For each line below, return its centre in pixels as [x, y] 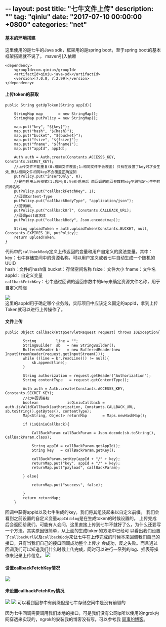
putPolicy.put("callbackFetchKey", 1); [55, 191]
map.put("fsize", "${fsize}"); [46, 140]
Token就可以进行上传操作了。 [35, 309]
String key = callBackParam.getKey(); [74, 450]
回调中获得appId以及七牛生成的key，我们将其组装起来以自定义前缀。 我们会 [82, 512]
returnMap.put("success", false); [67, 485]
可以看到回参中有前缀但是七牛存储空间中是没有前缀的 [71, 603]
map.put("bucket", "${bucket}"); [48, 135]
